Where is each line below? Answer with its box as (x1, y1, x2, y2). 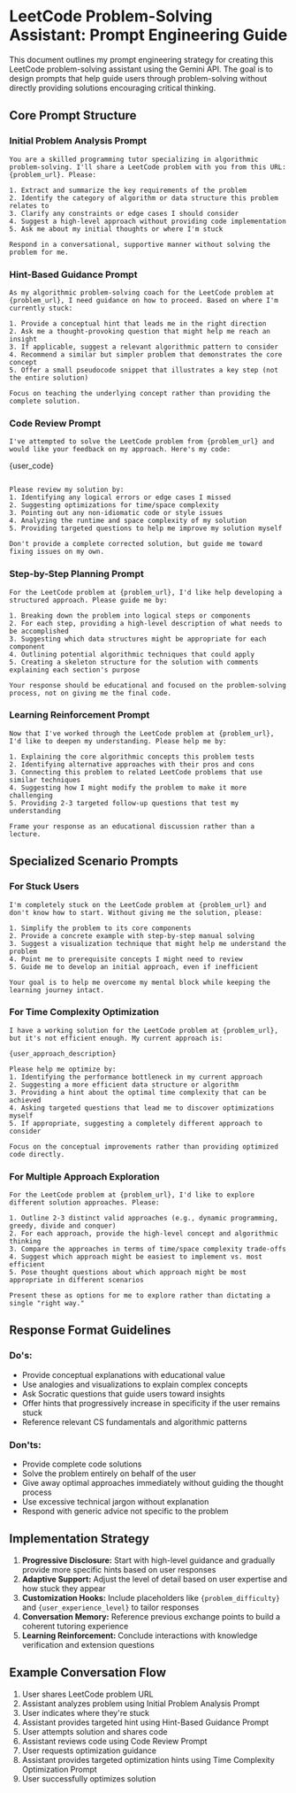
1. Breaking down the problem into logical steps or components (9, 611, 251, 620)
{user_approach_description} (9, 1049, 117, 1058)
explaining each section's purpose (9, 666, 140, 674)
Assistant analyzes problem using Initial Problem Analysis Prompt (21, 1697, 261, 1709)
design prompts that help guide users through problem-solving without (9, 73, 268, 83)
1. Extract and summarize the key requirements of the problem (9, 186, 247, 195)
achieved (9, 1096, 42, 1104)
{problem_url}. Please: (9, 170, 97, 179)
